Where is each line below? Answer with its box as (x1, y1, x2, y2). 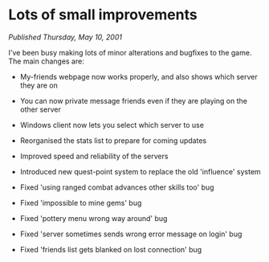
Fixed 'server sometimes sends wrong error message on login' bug (19, 229, 243, 239)
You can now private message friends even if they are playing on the (19, 96, 247, 105)
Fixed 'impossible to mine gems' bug (19, 198, 142, 207)
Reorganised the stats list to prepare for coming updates (19, 135, 207, 145)
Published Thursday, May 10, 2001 (8, 32, 123, 42)
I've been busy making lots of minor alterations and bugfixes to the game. (8, 47, 252, 57)
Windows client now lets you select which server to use (19, 120, 205, 129)
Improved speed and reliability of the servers (19, 151, 169, 161)
